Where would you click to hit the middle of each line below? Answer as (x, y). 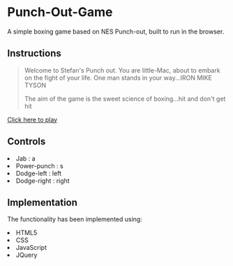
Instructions (34, 53)
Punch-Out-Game (60, 12)
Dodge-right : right (43, 180)
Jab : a (26, 158)
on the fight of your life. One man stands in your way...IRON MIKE (118, 77)
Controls (27, 141)
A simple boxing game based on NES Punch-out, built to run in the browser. (116, 31)
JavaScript (32, 248)
